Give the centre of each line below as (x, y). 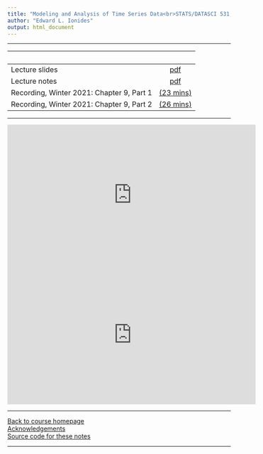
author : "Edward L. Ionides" (50, 21)
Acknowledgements (37, 429)
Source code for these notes (49, 436)
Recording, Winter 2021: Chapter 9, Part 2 (82, 104)
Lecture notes (34, 81)
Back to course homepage (46, 421)
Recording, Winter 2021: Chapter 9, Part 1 (82, 93)
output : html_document (41, 27)
